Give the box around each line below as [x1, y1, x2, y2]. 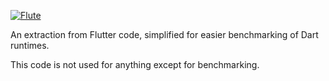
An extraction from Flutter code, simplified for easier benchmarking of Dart [10, 29, 319, 40]
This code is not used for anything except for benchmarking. [10, 59, 260, 70]
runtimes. [10, 40, 50, 51]
